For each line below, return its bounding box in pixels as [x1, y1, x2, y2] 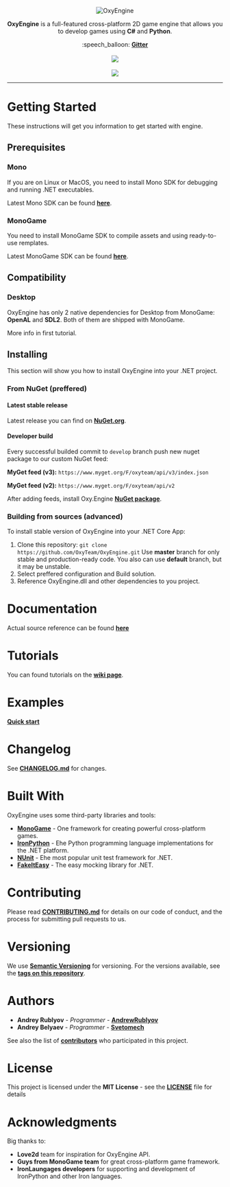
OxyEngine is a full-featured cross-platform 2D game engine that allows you [7, 20, 223, 27]
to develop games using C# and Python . [57, 27, 172, 35]
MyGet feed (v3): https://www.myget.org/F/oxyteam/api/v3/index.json [7, 468, 209, 476]
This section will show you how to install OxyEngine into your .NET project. [7, 367, 218, 375]
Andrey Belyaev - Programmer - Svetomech [16, 1023, 144, 1031]
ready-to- [189, 231, 217, 240]
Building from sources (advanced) [7, 512, 123, 521]
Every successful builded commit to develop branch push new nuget [7, 447, 200, 455]
